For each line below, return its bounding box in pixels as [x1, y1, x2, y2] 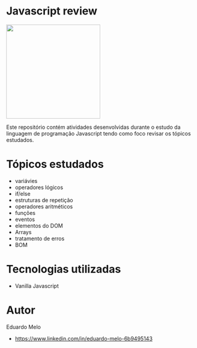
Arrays [14, 228, 32, 235]
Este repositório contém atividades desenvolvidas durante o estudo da [6, 123, 181, 131]
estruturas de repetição [14, 196, 73, 204]
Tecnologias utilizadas [6, 263, 121, 276]
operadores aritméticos [14, 203, 73, 210]
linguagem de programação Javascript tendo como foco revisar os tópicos [6, 129, 191, 137]
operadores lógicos [14, 184, 64, 191]
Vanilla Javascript [14, 282, 59, 290]
